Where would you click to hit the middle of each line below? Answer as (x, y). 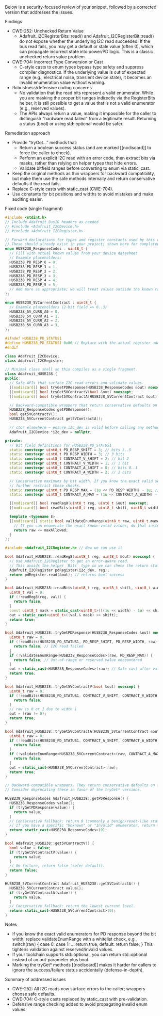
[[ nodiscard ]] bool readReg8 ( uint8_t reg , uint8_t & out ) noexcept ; (79, 503)
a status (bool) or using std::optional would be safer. (71, 124)
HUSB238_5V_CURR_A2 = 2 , (34, 321)
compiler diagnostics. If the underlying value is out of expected (82, 72)
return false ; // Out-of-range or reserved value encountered (78, 660)
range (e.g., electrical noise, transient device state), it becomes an (85, 77)
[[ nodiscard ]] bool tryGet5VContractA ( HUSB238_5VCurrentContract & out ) (83, 396)
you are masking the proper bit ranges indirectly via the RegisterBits (87, 98)
